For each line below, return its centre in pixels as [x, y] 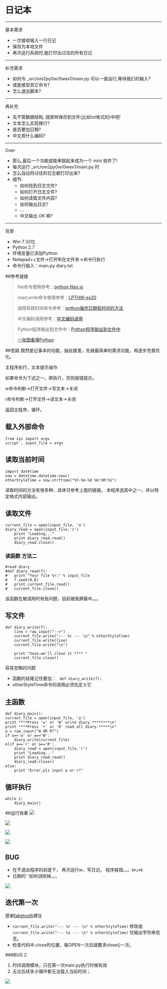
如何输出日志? [34, 204]
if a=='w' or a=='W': [28, 736]
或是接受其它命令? [31, 85]
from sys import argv [28, 439]
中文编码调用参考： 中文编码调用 [50, 318]
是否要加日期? [27, 129]
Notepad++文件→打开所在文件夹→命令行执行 [59, 259]
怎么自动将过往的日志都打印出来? [46, 173]
